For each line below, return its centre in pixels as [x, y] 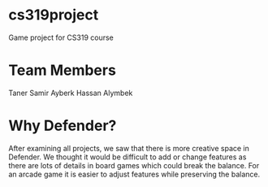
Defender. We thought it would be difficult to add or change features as [128, 157]
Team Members [62, 70]
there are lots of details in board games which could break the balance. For [134, 165]
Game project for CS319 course [61, 37]
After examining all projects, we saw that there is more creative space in [129, 148]
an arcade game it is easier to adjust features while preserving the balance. [134, 174]
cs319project [54, 15]
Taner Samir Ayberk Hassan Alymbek [71, 93]
